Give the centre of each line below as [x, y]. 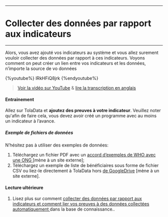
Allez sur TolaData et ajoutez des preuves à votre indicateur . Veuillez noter [83, 110]
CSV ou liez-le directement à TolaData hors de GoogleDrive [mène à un [86, 171]
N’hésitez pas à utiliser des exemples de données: [57, 145]
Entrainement [19, 99]
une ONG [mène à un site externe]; [48, 160]
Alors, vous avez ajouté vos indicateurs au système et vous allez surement [82, 52]
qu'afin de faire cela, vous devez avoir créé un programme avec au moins [81, 116]
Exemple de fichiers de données [39, 132]
